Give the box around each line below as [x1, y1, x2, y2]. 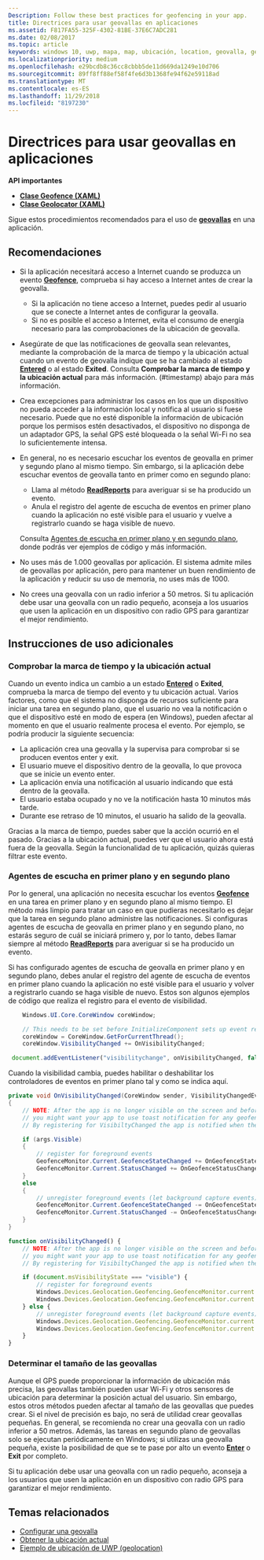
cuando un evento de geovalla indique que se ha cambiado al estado [19, 356, 243, 365]
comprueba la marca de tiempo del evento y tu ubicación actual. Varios [8, 687, 239, 696]
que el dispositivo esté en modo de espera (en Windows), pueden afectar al [8, 712, 254, 721]
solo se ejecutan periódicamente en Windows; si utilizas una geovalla [8, 1434, 233, 1444]
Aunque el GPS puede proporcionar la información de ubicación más [8, 1376, 230, 1385]
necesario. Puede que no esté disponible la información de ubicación [19, 412, 244, 422]
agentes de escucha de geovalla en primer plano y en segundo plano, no [8, 922, 244, 931]
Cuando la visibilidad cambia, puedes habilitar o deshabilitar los [8, 1068, 214, 1078]
